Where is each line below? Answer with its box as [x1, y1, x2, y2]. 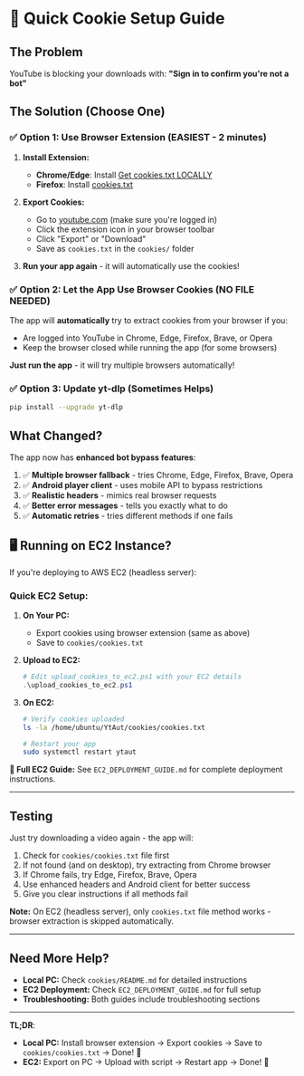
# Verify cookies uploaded [22, 715, 125, 724]
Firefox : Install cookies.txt [35, 178, 134, 189]
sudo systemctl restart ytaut [22, 747, 138, 757]
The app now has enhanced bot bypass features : [9, 452, 196, 463]
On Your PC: [22, 610, 70, 621]
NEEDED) [9, 294, 52, 307]
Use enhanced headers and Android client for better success [22, 879, 251, 890]
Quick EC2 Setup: [9, 589, 89, 601]
